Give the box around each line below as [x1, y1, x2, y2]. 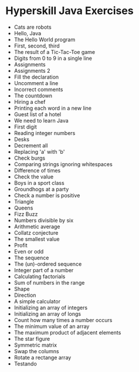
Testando [13, 360, 38, 367]
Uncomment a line [13, 79, 59, 86]
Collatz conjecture [13, 229, 59, 236]
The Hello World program [13, 36, 76, 43]
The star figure [13, 335, 50, 342]
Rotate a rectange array [13, 354, 72, 361]
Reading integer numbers [13, 129, 76, 136]
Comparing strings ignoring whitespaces [13, 160, 113, 168]
